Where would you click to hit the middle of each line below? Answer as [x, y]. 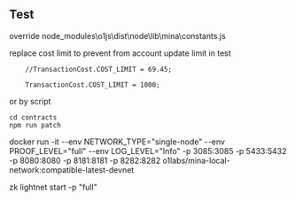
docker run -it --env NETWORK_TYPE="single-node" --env [117, 142]
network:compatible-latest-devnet [72, 170]
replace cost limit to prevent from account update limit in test [120, 53]
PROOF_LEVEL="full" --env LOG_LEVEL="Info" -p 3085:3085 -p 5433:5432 [148, 151]
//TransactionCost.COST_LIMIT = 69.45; [99, 69]
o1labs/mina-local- [196, 160]
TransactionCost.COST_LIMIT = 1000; [93, 85]
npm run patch [35, 125]
